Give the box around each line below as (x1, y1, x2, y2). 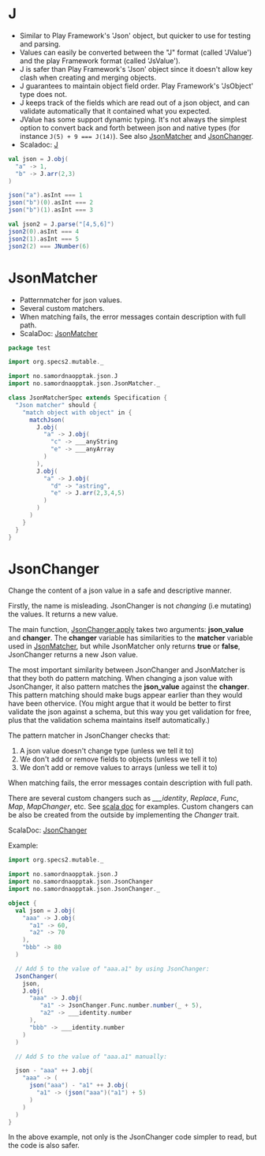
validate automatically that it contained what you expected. (19, 106, 211, 115)
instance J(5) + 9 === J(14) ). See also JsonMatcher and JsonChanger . (19, 131, 254, 140)
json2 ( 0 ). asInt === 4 (8, 227, 80, 235)
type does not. (19, 89, 67, 99)
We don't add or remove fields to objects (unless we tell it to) (19, 754, 218, 764)
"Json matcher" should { (15, 401, 97, 409)
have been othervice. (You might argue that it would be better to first (8, 699, 231, 709)
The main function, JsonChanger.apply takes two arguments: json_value (8, 625, 244, 634)
